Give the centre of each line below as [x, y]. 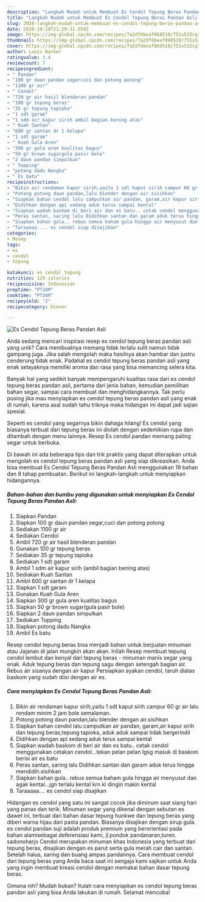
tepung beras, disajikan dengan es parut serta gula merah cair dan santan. [100, 848]
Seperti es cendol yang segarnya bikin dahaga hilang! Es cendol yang [94, 423]
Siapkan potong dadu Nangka [53, 627]
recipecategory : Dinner [37, 307]
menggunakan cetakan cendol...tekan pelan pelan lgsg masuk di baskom [107, 752]
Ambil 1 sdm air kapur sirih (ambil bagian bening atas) [83, 568]
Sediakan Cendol [37, 536]
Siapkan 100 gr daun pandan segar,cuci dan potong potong [90, 523]
